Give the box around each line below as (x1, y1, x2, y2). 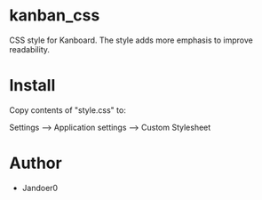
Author (9, 153, 62, 173)
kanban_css (9, 5, 100, 26)
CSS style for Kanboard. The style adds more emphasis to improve (9, 35, 253, 45)
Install (9, 76, 56, 96)
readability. (9, 44, 51, 54)
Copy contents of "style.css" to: (9, 104, 126, 116)
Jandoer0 (21, 182, 59, 193)
